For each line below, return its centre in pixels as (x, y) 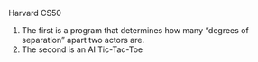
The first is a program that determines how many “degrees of (135, 30)
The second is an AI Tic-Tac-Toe (82, 49)
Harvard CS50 (35, 13)
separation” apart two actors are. (83, 40)
